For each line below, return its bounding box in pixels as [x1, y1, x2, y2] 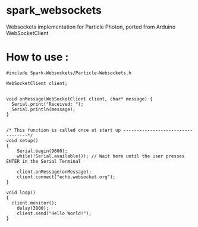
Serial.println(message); [11, 106, 76, 112]
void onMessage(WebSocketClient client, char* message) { [6, 96, 153, 102]
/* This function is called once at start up [6, 127, 121, 133]
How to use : [6, 51, 69, 64]
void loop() [6, 190, 36, 196]
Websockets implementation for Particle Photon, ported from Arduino [6, 23, 176, 30]
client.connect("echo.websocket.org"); [17, 174, 116, 180]
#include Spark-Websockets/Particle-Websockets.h [6, 70, 132, 76]
